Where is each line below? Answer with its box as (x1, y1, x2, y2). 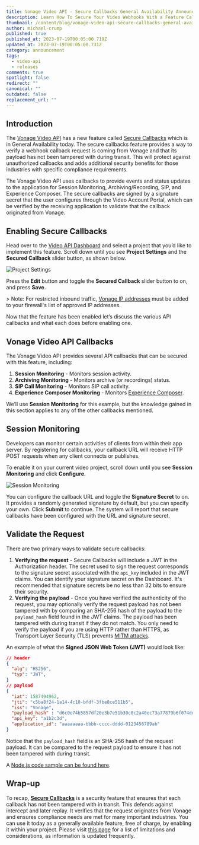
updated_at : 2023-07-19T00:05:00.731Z (6, 42, 102, 48)
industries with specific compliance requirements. (6, 166, 128, 173)
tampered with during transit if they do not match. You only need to (14, 619, 179, 626)
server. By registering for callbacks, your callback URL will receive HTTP (6, 446, 183, 453)
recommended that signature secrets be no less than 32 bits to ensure (14, 582, 187, 589)
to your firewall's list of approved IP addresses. (6, 302, 121, 309)
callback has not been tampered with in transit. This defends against (6, 801, 174, 808)
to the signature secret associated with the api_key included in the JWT (14, 569, 190, 576)
